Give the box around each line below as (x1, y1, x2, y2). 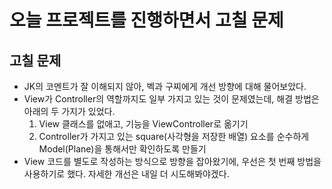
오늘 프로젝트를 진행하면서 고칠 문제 (9, 9, 284, 32)
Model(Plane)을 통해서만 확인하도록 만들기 (38, 143, 207, 155)
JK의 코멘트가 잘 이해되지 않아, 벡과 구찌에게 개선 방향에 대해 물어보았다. (23, 81, 307, 92)
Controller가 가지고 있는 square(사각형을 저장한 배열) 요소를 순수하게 (38, 131, 310, 142)
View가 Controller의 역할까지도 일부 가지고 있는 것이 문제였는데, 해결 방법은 (23, 93, 320, 105)
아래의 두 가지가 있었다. (23, 106, 116, 117)
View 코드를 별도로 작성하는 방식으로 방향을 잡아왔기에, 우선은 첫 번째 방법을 (23, 156, 322, 167)
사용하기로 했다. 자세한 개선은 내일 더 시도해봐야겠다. (23, 168, 230, 180)
